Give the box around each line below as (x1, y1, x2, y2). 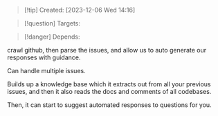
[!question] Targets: (24, 19, 81, 27)
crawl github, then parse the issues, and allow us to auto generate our (7, 46, 206, 54)
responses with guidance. (7, 53, 81, 61)
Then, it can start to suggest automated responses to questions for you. (7, 101, 212, 109)
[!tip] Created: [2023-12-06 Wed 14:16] (24, 6, 136, 14)
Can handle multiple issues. (7, 67, 86, 75)
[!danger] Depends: (24, 32, 80, 41)
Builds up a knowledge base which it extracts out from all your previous (7, 80, 211, 88)
